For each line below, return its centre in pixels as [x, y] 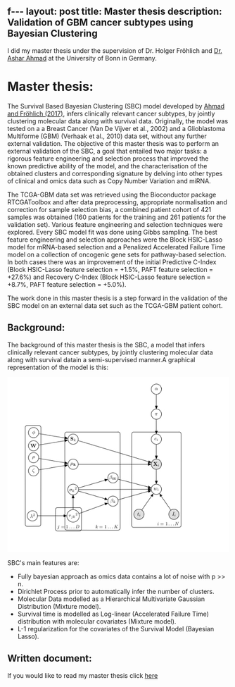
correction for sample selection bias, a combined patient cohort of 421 [109, 209]
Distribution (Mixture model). [59, 606]
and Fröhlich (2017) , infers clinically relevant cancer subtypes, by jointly [111, 113]
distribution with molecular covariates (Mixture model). [97, 621]
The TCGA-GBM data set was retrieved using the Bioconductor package [112, 194]
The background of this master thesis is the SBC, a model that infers [106, 345]
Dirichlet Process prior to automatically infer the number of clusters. [116, 591]
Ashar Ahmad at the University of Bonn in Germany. [82, 58]
